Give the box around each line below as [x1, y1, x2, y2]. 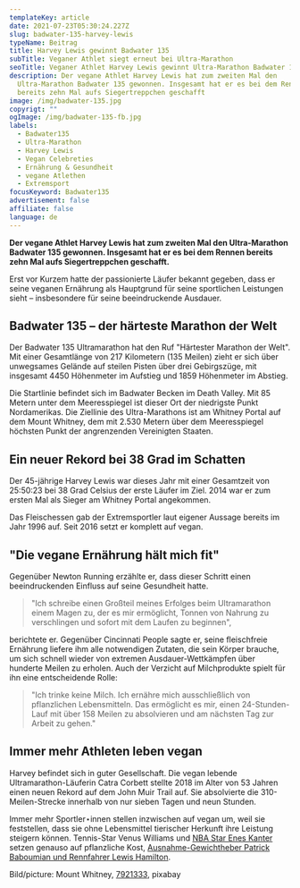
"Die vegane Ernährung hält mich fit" [9, 547, 221, 562]
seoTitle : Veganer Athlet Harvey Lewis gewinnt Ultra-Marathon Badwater [9, 63, 286, 72]
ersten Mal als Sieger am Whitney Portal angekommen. [9, 495, 212, 505]
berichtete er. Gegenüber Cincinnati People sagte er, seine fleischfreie [9, 634, 268, 645]
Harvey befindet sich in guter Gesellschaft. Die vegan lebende [9, 767, 238, 778]
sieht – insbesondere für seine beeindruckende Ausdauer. [9, 292, 222, 303]
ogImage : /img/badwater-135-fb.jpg [9, 113, 142, 122]
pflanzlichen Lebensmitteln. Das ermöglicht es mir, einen [30, 699, 240, 710]
